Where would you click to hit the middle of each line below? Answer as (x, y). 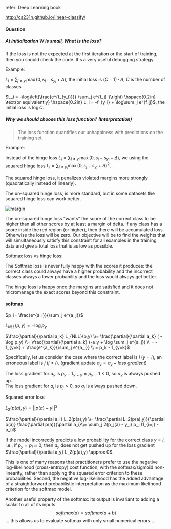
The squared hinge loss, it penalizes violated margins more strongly (77, 178)
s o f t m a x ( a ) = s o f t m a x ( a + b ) (86, 513)
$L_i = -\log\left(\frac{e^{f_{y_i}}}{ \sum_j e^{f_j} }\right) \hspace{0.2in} (81, 97)
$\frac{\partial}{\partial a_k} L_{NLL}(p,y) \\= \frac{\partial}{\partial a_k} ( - (84, 336)
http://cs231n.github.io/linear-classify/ (46, 17)
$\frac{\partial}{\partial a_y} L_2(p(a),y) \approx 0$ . (59, 452)
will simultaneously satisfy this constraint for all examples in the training (81, 240)
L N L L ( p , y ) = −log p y (26, 326)
